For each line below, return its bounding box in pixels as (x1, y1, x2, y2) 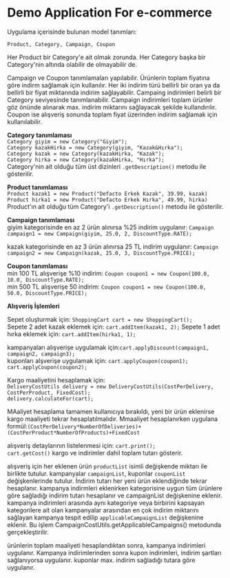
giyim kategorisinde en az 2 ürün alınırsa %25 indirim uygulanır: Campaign (7, 223, 214, 231)
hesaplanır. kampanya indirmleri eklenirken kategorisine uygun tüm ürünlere (7, 484, 222, 492)
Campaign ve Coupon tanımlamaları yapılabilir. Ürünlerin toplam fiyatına (7, 74, 210, 82)
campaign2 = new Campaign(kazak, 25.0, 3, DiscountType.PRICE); (7, 249, 196, 256)
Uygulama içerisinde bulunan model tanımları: (7, 28, 137, 36)
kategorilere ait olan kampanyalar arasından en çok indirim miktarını (7, 506, 199, 514)
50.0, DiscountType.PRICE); (7, 289, 88, 297)
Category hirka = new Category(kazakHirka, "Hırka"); (7, 156, 165, 163)
